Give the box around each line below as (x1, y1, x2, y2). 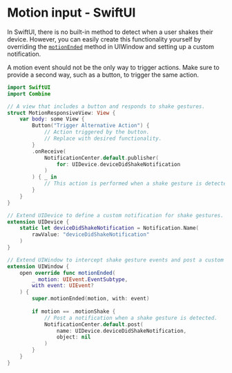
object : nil (56, 334, 91, 340)
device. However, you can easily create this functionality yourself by (7, 35, 202, 43)
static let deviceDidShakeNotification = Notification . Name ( (19, 225, 199, 232)
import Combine (7, 90, 51, 98)
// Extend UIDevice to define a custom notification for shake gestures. (7, 212, 224, 219)
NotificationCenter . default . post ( (43, 320, 144, 328)
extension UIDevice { (7, 218, 70, 226)
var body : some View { (19, 116, 85, 122)
